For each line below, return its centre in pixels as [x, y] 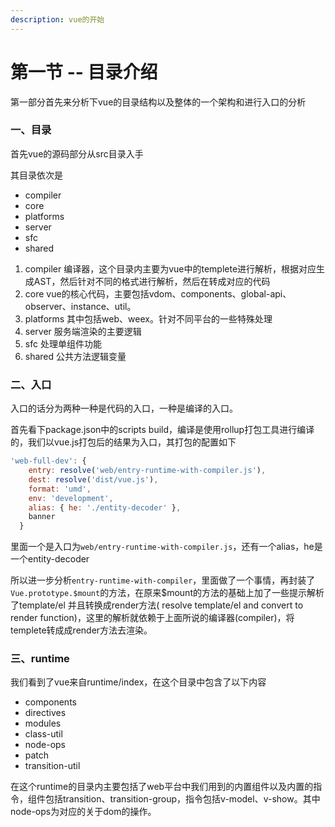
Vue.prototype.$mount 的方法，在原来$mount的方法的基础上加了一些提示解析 [167, 593]
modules [43, 723]
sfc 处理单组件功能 [63, 343]
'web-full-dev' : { [48, 461]
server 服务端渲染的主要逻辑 [83, 331]
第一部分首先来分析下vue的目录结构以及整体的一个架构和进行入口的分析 [158, 102]
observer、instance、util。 [80, 306]
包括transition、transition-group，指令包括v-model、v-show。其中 [182, 799]
